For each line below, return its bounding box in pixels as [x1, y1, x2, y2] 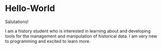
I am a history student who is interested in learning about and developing [5, 28, 151, 34]
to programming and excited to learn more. [5, 38, 91, 44]
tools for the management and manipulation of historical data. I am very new [5, 33, 158, 39]
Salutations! [5, 19, 29, 24]
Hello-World [5, 3, 55, 14]
